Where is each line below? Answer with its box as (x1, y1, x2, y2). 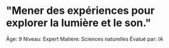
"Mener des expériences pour (6, 4, 155, 17)
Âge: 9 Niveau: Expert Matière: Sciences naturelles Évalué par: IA (6, 35, 164, 42)
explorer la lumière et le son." (6, 16, 151, 29)
